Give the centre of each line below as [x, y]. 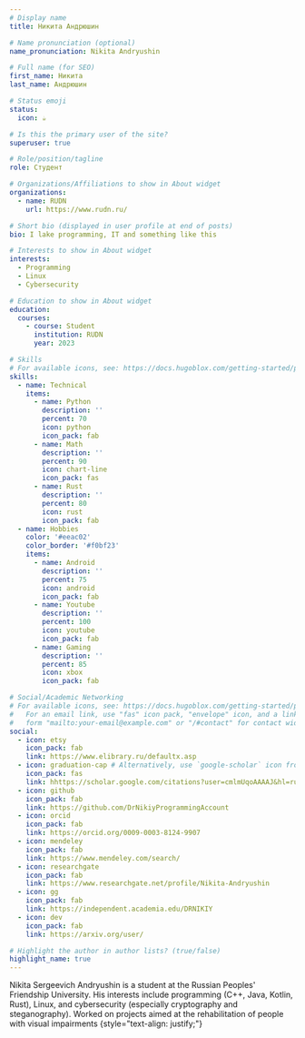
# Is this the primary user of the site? [89, 134]
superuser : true [40, 143]
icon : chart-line [74, 469]
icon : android [69, 588]
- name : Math [58, 444]
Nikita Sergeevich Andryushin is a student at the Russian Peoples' [133, 985]
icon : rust [63, 512]
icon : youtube [69, 630]
